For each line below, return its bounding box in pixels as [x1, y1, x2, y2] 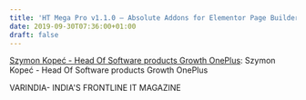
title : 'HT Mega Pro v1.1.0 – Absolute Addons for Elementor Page [9, 13, 267, 23]
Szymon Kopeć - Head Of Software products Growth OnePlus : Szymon [9, 55, 276, 66]
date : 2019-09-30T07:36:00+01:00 [9, 22, 137, 31]
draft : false [9, 30, 59, 39]
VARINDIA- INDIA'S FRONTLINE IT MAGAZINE [9, 83, 181, 94]
